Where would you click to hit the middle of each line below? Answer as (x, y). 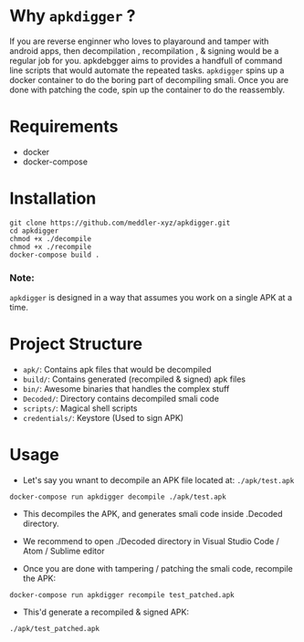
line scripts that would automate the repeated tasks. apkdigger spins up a (147, 70)
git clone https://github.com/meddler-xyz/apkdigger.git (120, 223)
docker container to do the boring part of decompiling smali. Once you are (149, 79)
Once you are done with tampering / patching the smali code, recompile (158, 568)
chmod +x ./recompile (51, 247)
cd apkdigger (34, 231)
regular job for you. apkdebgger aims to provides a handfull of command (146, 60)
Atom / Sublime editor (63, 551)
